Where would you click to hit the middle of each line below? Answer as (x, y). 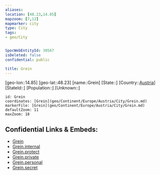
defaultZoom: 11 (22, 110)
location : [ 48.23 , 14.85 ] (31, 14)
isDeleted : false (23, 55)
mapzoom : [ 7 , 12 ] (22, 19)
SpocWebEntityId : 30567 (30, 50)
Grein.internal (26, 147)
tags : (11, 33)
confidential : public (27, 60)
